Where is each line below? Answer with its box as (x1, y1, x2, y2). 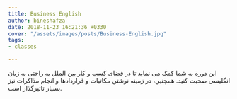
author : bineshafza (8, 17, 66, 24)
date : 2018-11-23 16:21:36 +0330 (8, 23, 107, 30)
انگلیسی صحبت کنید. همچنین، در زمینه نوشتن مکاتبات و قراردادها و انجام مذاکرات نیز (8, 76, 231, 85)
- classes (8, 43, 37, 50)
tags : (8, 37, 24, 44)
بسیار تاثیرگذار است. (8, 84, 62, 92)
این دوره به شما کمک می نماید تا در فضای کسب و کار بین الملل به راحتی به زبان (8, 69, 217, 77)
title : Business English (8, 10, 81, 18)
